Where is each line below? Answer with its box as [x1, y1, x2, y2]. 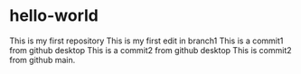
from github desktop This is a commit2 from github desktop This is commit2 [9, 44, 292, 55]
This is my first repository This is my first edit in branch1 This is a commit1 [9, 35, 284, 46]
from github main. [9, 54, 76, 65]
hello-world [9, 5, 99, 26]
